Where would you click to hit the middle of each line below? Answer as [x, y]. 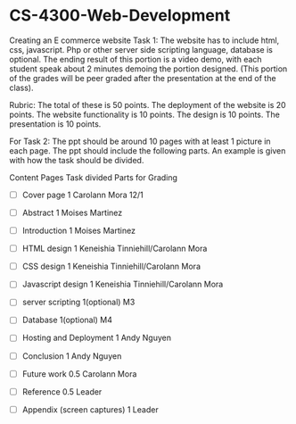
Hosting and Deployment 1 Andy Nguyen [97, 338]
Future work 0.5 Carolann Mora [79, 374]
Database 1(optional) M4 [67, 320]
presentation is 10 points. [55, 124]
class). [21, 87]
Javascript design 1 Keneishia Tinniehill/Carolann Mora [123, 284]
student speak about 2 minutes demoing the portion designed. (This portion [148, 69]
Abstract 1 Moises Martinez [72, 212]
